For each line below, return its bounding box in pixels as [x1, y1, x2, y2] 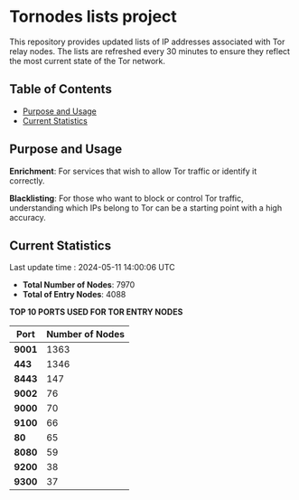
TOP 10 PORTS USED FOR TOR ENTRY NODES [9, 307, 183, 317]
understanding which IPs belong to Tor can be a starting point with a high [9, 202, 283, 213]
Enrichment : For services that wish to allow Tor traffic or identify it [9, 165, 257, 176]
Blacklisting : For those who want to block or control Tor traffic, [9, 193, 244, 203]
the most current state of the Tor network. [9, 55, 165, 66]
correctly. [9, 175, 45, 186]
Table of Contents [9, 81, 113, 97]
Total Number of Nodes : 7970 [22, 279, 135, 290]
